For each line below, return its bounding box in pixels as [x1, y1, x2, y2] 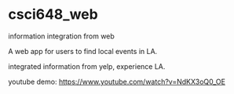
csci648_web [8, 5, 98, 23]
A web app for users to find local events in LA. [8, 46, 158, 56]
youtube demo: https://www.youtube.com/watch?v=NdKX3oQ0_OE [8, 77, 226, 86]
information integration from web [8, 31, 115, 41]
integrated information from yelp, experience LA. [8, 61, 166, 71]
